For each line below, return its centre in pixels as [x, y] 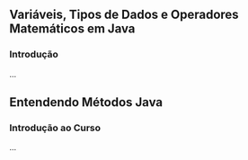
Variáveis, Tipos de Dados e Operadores [124, 15]
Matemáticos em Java [72, 29]
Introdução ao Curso [55, 128]
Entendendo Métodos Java [86, 102]
